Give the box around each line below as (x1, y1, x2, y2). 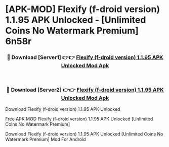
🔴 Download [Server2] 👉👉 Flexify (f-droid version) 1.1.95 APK (6, 87, 164, 94)
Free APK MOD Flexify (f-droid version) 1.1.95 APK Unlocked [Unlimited (5, 116, 153, 122)
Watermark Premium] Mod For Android (5, 136, 86, 142)
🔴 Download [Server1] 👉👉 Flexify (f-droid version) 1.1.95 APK (7, 54, 163, 61)
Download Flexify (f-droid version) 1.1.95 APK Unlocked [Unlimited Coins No (5, 131, 163, 137)
